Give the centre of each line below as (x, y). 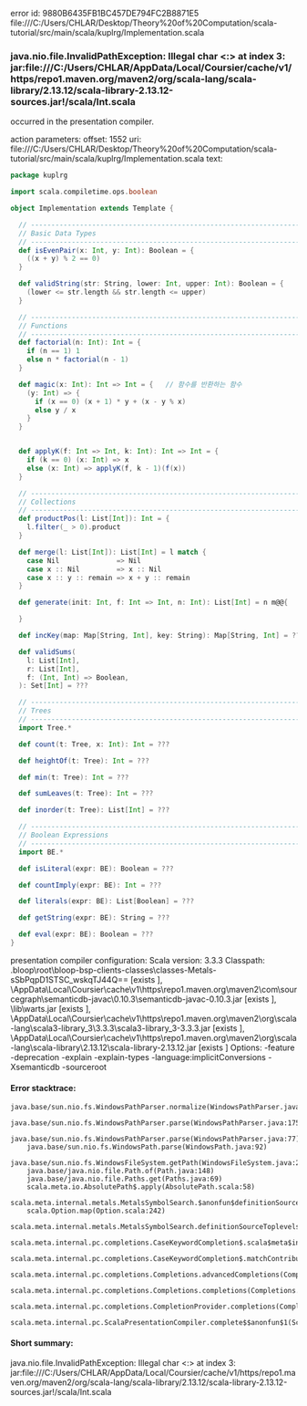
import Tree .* (45, 728)
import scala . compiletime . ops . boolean (84, 192)
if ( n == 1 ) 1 (53, 351)
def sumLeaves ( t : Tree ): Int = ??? (86, 794)
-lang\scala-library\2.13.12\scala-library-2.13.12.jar (103, 1047)
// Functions (43, 326)
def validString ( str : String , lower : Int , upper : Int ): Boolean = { (151, 284)
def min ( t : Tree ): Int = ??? (74, 777)
